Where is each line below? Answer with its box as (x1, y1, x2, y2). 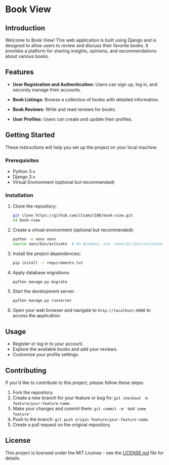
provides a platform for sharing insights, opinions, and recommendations (5, 48, 157, 54)
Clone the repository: (12, 203, 57, 209)
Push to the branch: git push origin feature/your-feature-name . (12, 416, 149, 422)
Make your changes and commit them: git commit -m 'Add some (12, 405, 147, 411)
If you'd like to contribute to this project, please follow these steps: (5, 379, 144, 386)
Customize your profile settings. (12, 352, 79, 358)
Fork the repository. (12, 389, 54, 395)
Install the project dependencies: (12, 250, 81, 257)
